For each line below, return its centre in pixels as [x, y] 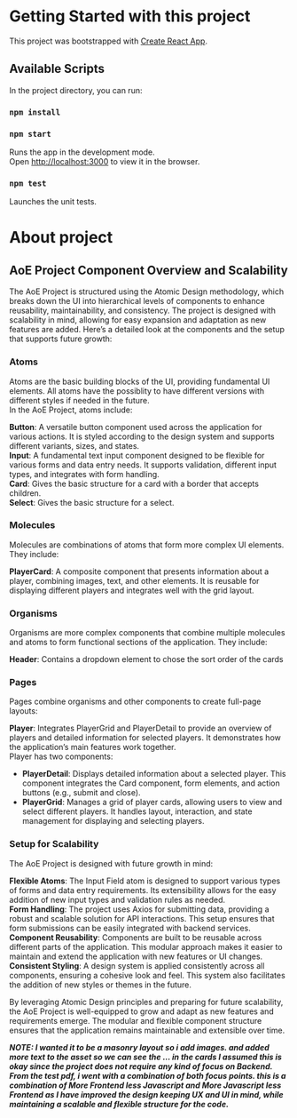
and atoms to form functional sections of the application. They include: [138, 643]
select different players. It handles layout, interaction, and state [137, 811]
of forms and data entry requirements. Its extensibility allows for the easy [143, 890]
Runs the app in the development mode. [82, 152]
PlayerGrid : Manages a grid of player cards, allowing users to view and [152, 803]
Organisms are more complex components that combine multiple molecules [147, 633]
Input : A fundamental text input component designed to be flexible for [137, 455]
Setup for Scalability [54, 844]
